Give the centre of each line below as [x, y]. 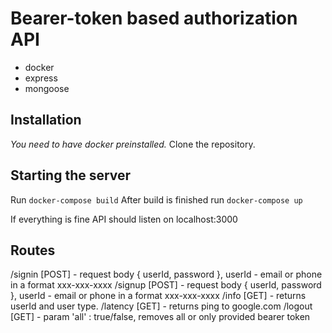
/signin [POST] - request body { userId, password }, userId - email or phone [166, 274]
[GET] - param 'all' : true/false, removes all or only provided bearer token [160, 317]
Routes [33, 250]
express [41, 78]
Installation [46, 120]
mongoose [47, 88]
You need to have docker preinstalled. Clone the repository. [133, 144]
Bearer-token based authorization [154, 18]
